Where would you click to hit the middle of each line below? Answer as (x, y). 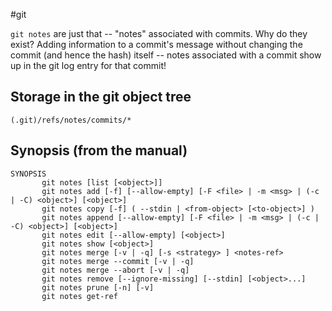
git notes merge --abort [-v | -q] (115, 270)
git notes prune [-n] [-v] (98, 287)
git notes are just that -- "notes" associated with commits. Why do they (159, 33)
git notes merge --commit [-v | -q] (118, 261)
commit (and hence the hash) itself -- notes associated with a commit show (166, 55)
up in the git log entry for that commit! (88, 65)
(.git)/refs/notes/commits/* (71, 120)
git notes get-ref (79, 296)
